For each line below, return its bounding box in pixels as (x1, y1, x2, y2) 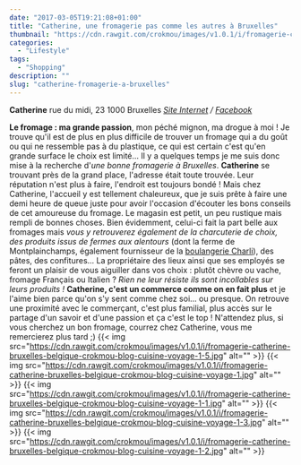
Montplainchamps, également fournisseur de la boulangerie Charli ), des (9, 245, 275, 256)
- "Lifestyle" (17, 47, 70, 56)
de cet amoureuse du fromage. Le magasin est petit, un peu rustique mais (9, 207, 282, 218)
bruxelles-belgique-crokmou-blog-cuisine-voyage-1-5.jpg (9, 350, 224, 361)
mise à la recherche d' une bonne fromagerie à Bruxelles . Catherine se (9, 159, 271, 170)
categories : (9, 38, 54, 47)
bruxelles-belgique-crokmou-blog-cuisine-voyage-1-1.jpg (9, 398, 222, 409)
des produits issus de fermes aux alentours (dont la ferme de (9, 236, 236, 246)
